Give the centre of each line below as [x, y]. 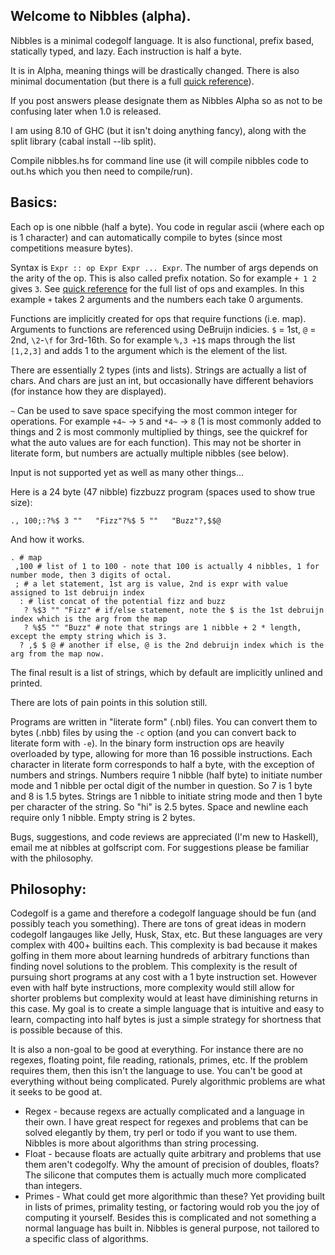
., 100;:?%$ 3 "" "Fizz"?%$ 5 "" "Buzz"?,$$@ [116, 520]
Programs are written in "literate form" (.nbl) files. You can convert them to [164, 721]
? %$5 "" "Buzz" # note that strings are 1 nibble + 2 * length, [162, 627]
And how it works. [47, 539]
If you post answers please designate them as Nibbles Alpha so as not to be [166, 100]
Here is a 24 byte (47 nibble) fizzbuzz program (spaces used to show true [163, 491]
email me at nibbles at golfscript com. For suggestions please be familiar [160, 847]
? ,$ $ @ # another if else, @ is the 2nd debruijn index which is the [172, 645]
